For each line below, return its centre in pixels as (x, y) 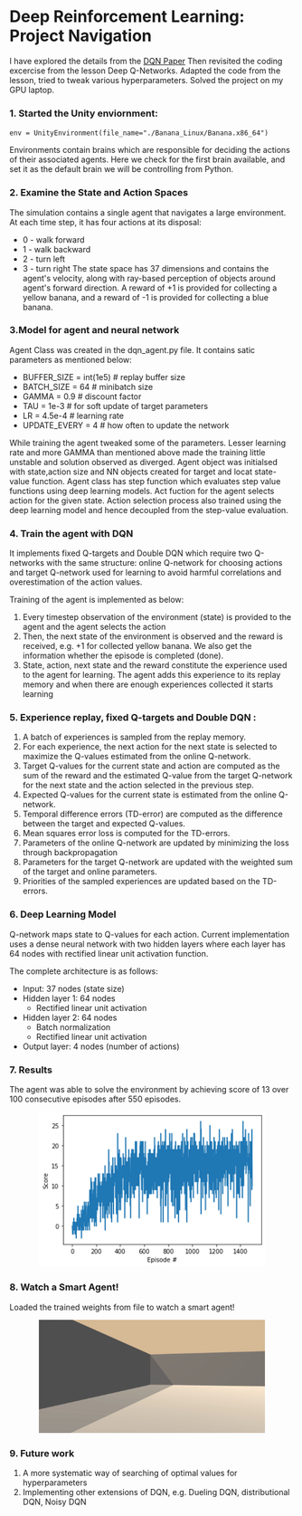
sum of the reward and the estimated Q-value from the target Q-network (157, 776)
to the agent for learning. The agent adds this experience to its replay (151, 675)
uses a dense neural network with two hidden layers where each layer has (148, 944)
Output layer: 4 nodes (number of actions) (101, 1046)
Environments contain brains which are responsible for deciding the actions (150, 150)
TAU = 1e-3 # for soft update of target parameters (115, 405)
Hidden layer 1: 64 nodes (69, 998)
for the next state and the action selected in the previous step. (138, 786)
